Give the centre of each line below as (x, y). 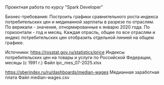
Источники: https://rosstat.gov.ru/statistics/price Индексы (65, 52)
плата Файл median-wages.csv (37, 77)
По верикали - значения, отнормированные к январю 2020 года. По (78, 27)
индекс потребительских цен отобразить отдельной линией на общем (80, 37)
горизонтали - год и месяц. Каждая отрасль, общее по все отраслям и (80, 32)
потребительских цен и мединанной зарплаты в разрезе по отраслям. (80, 22)
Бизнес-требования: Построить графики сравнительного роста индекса (82, 16)
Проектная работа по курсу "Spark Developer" (54, 7)
